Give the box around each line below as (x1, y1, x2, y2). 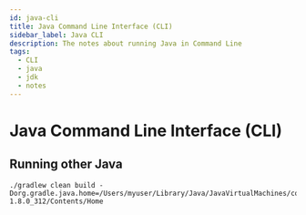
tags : (9, 47, 30, 56)
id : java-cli (9, 13, 59, 23)
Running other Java (9, 157, 123, 172)
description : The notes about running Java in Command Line (9, 38, 243, 48)
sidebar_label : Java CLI (9, 30, 104, 39)
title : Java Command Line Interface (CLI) (9, 22, 173, 31)
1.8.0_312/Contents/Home (9, 197, 104, 206)
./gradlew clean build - (9, 180, 104, 189)
